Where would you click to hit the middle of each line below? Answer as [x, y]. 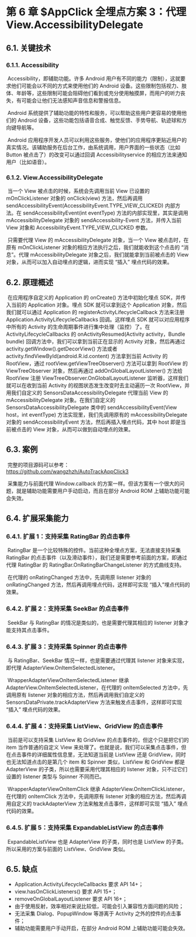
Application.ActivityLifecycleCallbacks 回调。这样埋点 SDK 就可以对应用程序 [98, 319]
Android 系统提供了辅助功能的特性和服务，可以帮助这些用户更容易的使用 [94, 113]
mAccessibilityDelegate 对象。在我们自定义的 [61, 400]
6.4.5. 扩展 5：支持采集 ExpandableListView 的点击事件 [85, 828]
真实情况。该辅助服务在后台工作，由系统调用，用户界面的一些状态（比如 [93, 147]
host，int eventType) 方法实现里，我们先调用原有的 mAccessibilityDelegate [97, 414]
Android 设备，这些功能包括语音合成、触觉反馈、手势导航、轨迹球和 [99, 120]
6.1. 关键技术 [29, 48]
